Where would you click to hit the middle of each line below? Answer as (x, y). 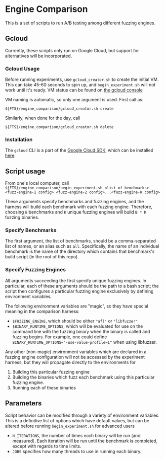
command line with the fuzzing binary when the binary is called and (81, 331)
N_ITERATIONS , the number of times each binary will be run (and (76, 435)
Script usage (25, 171)
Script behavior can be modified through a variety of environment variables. (82, 415)
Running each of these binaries (44, 387)
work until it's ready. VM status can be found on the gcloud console (74, 90)
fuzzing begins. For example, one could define (60, 337)
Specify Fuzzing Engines (35, 270)
